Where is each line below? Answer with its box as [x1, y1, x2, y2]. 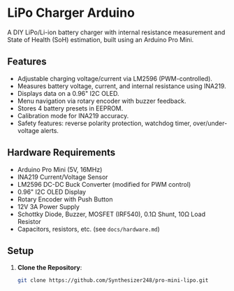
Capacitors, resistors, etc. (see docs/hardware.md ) [17, 225, 161, 233]
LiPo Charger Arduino [7, 5, 135, 21]
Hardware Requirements [7, 147, 116, 159]
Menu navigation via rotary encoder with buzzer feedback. [17, 97, 187, 105]
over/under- [193, 119, 228, 127]
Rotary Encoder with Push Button [17, 194, 113, 204]
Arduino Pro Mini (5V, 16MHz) [17, 165, 103, 173]
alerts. [41, 126, 59, 134]
